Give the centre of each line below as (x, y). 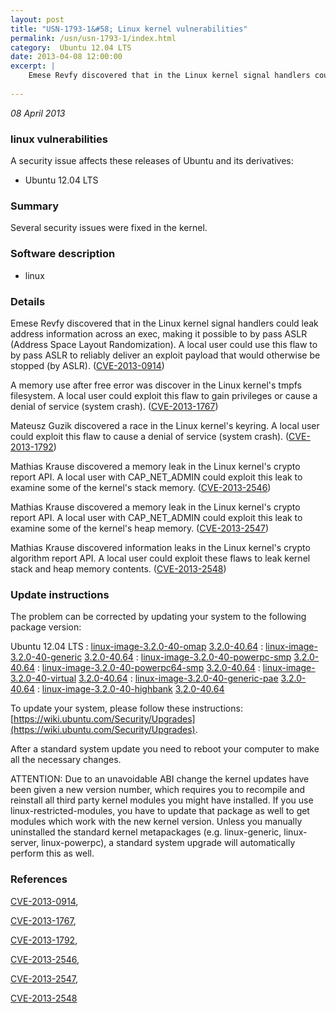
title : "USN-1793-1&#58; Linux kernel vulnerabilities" (129, 29)
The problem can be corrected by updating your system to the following (158, 617)
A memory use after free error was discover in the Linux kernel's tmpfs (156, 385)
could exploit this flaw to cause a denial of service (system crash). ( (150, 436)
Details (28, 301)
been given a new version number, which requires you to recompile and (158, 790)
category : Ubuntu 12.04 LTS (71, 47)
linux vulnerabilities (59, 139)
